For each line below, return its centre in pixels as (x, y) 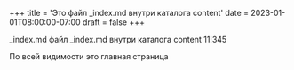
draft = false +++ (114, 22)
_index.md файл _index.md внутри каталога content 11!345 (118, 39)
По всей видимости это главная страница (89, 56)
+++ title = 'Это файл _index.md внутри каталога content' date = (129, 13)
